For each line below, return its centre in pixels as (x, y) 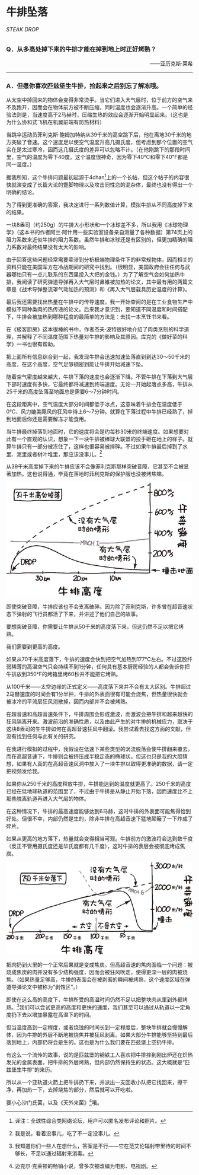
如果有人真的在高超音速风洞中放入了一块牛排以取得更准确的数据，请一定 (105, 764)
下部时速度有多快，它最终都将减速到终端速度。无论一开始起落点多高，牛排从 (99, 384)
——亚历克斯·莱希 (171, 63)
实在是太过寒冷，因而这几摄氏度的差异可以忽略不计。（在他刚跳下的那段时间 (98, 149)
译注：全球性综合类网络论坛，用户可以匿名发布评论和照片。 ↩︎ (90, 1120)
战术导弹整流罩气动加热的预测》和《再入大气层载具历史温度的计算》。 (106, 289)
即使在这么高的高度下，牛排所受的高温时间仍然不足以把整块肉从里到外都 (94, 999)
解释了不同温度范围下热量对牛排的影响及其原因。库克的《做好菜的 (102, 336)
